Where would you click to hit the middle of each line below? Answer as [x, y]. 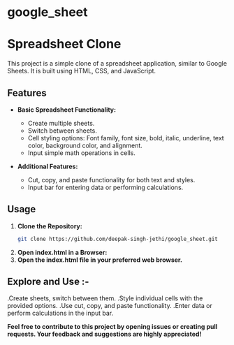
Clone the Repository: [50, 226]
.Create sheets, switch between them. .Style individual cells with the [105, 298]
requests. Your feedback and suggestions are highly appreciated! [104, 334]
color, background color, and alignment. [85, 145]
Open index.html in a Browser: [62, 252]
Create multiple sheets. [61, 123]
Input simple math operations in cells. [82, 153]
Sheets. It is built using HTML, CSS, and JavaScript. [81, 71]
